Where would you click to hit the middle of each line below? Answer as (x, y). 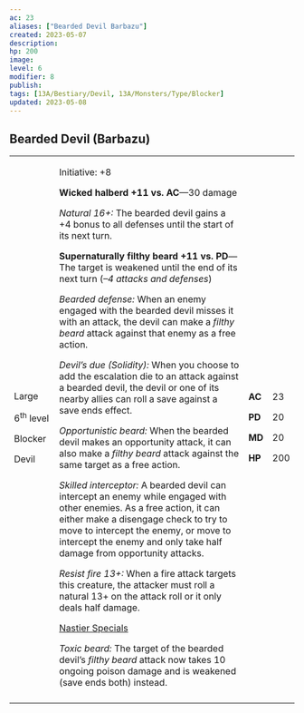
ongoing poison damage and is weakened (147, 671)
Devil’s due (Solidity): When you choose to (149, 366)
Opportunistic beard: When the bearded (143, 431)
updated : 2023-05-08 (48, 102)
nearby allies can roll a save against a (138, 399)
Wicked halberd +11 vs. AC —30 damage (148, 193)
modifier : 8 (32, 77)
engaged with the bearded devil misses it (146, 311)
